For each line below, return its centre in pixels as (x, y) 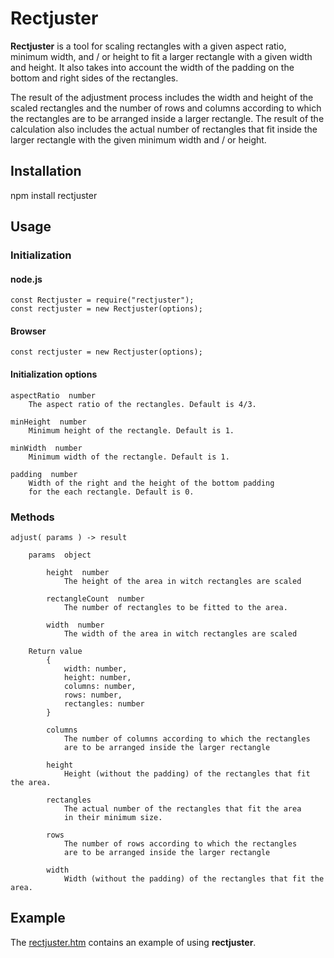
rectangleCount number (95, 598)
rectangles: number (104, 703)
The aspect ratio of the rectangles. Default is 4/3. (142, 404)
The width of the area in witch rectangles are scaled (180, 633)
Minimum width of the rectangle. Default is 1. (129, 457)
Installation (46, 171)
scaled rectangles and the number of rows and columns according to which (166, 108)
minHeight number (48, 422)
